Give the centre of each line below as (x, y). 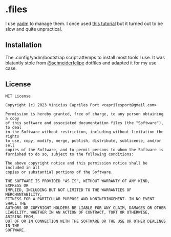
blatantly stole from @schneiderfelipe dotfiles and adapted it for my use (81, 63)
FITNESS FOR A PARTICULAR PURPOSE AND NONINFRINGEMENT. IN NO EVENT (80, 199)
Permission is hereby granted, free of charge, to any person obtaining (84, 114)
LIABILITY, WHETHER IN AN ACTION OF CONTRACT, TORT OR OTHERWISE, (78, 212)
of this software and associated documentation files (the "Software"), (84, 123)
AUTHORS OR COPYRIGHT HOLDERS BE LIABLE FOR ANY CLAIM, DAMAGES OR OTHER (86, 208)
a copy (12, 118)
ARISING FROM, (20, 217)
